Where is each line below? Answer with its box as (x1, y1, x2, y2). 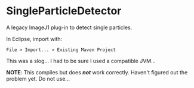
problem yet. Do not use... (6, 75, 70, 82)
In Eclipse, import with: (6, 35, 63, 42)
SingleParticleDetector (6, 4, 122, 18)
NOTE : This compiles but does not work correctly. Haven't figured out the (6, 68, 188, 76)
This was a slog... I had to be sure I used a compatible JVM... (6, 57, 156, 64)
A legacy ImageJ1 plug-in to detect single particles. (6, 24, 133, 31)
